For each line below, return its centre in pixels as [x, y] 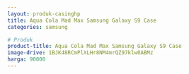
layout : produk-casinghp [44, 14]
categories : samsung [38, 27]
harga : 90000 [27, 60]
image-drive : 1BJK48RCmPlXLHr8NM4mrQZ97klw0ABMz [80, 53]
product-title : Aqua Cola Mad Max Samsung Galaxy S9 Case [94, 47]
